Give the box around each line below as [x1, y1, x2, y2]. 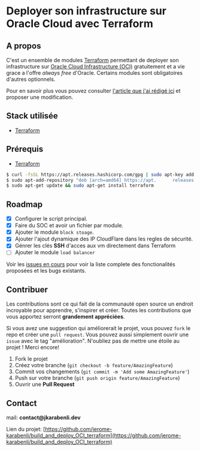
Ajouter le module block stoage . [14, 228, 94, 236]
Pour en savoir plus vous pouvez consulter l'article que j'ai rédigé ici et [6, 87, 181, 94]
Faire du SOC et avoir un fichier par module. [14, 222, 124, 229]
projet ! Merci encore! [6, 344, 60, 351]
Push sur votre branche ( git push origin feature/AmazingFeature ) [14, 374, 180, 382]
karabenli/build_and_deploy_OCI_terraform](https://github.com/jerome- [6, 432, 181, 439]
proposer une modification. [6, 94, 74, 100]
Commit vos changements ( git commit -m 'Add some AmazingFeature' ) [14, 368, 190, 375]
